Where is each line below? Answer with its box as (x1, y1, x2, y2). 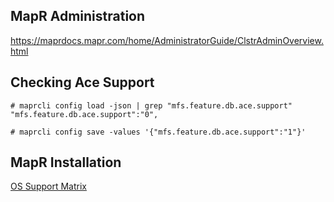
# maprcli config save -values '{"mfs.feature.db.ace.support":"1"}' (10, 127, 307, 137)
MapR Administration (10, 8, 146, 25)
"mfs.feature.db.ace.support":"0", (10, 109, 159, 119)
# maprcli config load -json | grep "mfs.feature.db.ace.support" (10, 100, 293, 111)
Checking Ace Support (10, 74, 155, 91)
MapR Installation (10, 154, 122, 171)
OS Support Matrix (10, 180, 87, 193)
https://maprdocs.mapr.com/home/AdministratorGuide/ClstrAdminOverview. (10, 34, 324, 46)
